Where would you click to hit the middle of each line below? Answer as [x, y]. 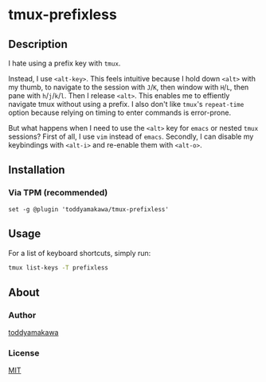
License [24, 352]
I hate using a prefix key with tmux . [65, 63]
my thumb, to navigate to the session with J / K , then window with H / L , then [129, 87]
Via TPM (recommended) [58, 193]
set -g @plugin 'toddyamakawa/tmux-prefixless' [89, 209]
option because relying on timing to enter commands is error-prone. [120, 112]
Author [22, 315]
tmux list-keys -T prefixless [59, 268]
